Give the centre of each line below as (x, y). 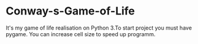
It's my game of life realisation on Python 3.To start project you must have (99, 28)
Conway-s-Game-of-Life (70, 11)
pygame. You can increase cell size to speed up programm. (81, 34)
